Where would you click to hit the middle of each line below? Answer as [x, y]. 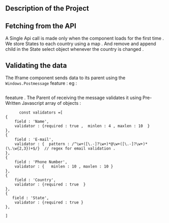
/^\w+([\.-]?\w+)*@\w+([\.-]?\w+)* [109, 144]
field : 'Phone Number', [41, 162]
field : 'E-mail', [34, 140]
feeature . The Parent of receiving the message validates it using [73, 98]
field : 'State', [31, 198]
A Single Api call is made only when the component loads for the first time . [85, 39]
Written [13, 103]
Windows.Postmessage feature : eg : [41, 83]
